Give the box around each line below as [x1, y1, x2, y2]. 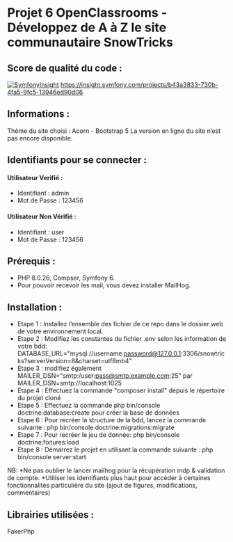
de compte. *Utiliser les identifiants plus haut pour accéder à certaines [7, 474, 211, 482]
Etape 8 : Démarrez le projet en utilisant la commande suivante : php [17, 445, 214, 454]
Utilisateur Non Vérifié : [7, 212, 77, 221]
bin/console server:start [17, 453, 87, 461]
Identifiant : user [17, 228, 65, 236]
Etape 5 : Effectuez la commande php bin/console [17, 401, 161, 410]
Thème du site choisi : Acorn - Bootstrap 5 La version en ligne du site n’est [7, 127, 221, 135]
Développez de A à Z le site [7, 19, 167, 35]
